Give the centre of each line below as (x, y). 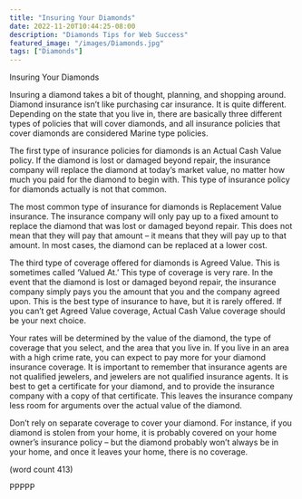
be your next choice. (48, 321)
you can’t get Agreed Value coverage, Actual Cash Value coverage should (147, 311)
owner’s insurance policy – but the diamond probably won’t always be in (144, 442)
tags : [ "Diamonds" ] (46, 52)
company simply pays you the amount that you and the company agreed (145, 292)
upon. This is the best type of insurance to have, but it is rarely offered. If (146, 302)
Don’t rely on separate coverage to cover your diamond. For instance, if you (151, 423)
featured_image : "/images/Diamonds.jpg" (87, 43)
